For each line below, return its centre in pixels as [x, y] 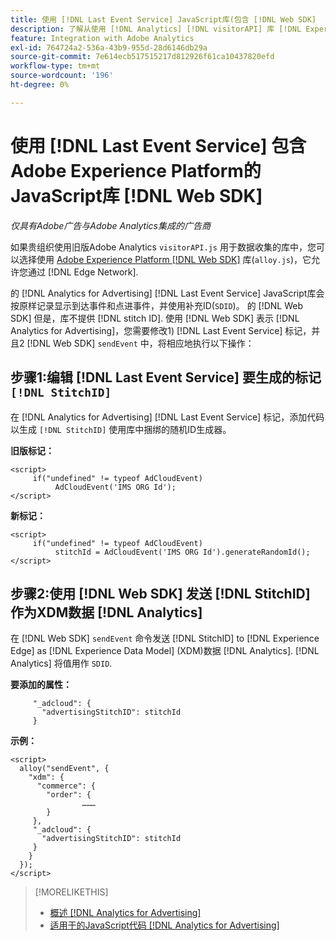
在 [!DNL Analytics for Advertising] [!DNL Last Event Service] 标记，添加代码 [167, 417]
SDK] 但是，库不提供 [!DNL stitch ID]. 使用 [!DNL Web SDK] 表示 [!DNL [155, 318]
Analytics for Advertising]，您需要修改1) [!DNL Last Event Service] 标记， [161, 330]
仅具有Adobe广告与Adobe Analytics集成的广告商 [110, 225]
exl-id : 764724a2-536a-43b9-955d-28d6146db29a [109, 47]
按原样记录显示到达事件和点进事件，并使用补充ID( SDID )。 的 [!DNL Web [157, 305]
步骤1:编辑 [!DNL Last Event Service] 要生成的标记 [166, 377]
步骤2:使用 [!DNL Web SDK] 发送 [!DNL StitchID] [160, 593]
